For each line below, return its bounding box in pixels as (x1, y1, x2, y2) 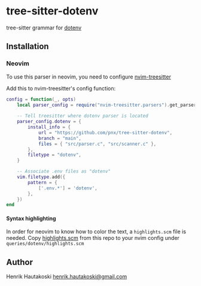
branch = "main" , (38, 135, 82, 142)
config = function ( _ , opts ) (6, 96, 77, 103)
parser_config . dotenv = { (17, 119, 82, 125)
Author (6, 257, 33, 267)
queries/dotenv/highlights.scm (6, 241, 84, 247)
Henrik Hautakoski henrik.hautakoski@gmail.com (6, 273, 127, 280)
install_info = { (28, 124, 71, 130)
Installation (6, 41, 49, 52)
